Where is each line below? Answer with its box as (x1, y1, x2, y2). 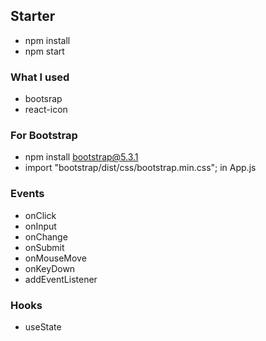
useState (24, 321, 62, 333)
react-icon (24, 104, 68, 116)
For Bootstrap (10, 129, 78, 143)
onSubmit (24, 241, 65, 253)
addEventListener (24, 273, 98, 285)
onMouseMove (24, 252, 87, 264)
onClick (24, 209, 57, 221)
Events (10, 187, 45, 201)
